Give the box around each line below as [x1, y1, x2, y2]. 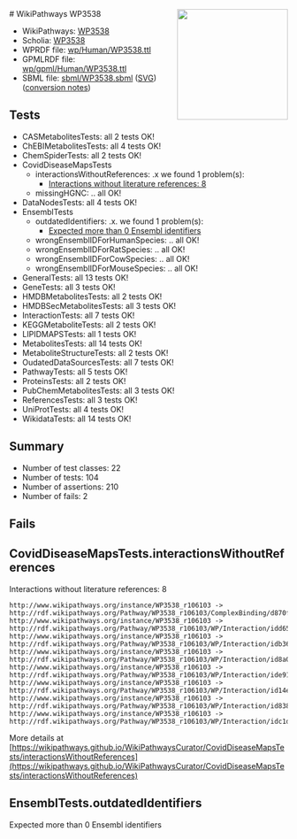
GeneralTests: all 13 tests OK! [21, 272, 129, 282]
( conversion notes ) [21, 82, 91, 92]
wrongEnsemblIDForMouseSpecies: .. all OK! [34, 263, 199, 273]
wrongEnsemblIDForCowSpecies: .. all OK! [34, 253, 190, 264]
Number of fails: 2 [21, 490, 88, 501]
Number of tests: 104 [21, 472, 99, 482]
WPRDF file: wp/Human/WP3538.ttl [21, 44, 152, 55]
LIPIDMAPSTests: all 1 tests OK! [21, 328, 137, 339]
